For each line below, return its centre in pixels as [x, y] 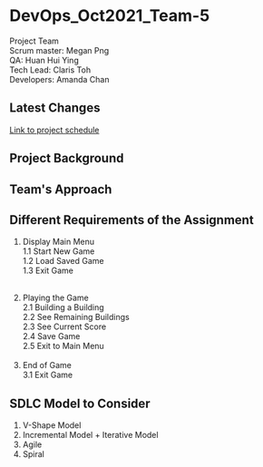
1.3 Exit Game [48, 271]
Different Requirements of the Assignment [131, 220]
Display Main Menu [58, 242]
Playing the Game [55, 298]
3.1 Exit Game [48, 375]
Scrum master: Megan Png [59, 50]
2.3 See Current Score [64, 326]
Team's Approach [61, 189]
